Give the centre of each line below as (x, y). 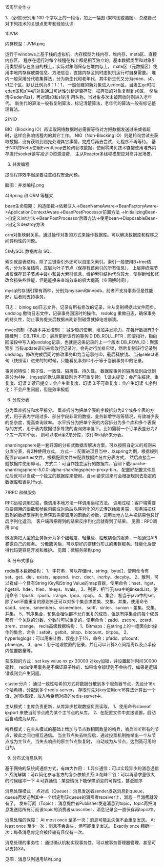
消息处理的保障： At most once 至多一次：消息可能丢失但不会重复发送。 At (80, 820)
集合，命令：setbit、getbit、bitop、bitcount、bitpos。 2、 (72, 632)
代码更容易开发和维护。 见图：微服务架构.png (55, 550)
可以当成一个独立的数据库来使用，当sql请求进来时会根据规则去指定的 (87, 476)
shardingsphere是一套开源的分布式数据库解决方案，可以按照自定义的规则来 (81, 445)
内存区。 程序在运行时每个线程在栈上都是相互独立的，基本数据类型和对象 (78, 60)
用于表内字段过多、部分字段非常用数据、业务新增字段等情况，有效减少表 (86, 416)
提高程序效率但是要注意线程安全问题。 (43, 175)
